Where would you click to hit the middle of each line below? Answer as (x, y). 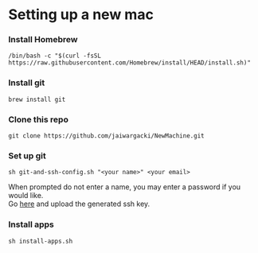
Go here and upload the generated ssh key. (79, 204)
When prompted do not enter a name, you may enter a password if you (125, 187)
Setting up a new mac (81, 15)
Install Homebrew (43, 40)
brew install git (37, 99)
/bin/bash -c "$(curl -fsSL (55, 56)
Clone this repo (39, 119)
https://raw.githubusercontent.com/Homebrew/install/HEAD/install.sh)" (129, 63)
